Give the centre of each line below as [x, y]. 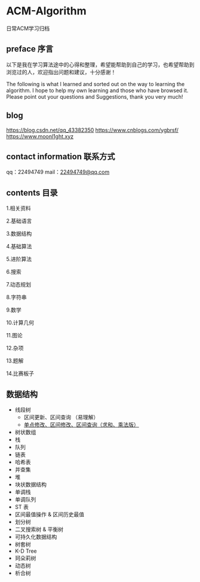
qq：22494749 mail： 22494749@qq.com [58, 172]
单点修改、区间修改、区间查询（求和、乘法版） [81, 425]
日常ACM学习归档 [28, 28]
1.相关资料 [19, 208]
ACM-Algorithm [46, 11]
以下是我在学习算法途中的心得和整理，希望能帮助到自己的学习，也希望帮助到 [100, 65]
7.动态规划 [19, 285]
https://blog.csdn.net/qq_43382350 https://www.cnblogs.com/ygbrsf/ [93, 130]
